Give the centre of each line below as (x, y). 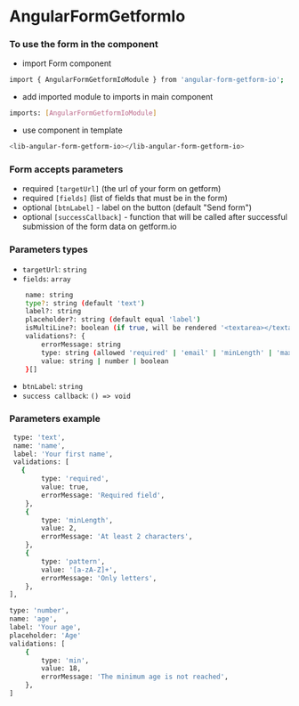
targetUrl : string (54, 269)
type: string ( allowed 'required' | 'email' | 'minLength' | (157, 353)
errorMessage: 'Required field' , (103, 495)
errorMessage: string (81, 345)
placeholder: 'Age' (45, 635)
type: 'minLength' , (77, 520)
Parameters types (49, 249)
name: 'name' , (39, 446)
